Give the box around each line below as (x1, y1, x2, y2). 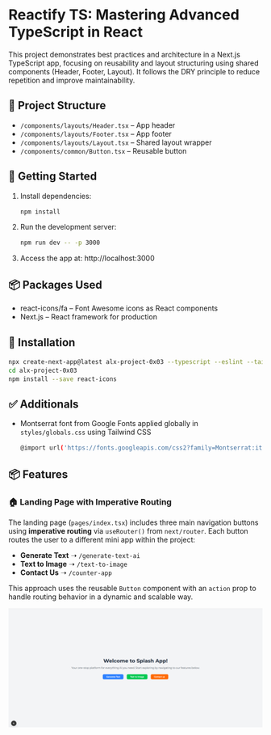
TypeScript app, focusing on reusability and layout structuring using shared (8, 58, 259, 68)
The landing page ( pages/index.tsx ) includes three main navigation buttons (8, 517, 259, 527)
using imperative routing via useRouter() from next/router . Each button (8, 526, 248, 535)
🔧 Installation (8, 336, 76, 349)
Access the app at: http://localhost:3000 (19, 253, 155, 264)
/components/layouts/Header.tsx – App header (19, 120, 176, 130)
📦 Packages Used (8, 277, 102, 292)
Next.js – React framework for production (19, 312, 157, 322)
